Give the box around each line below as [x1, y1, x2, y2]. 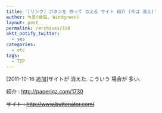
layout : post [6, 20, 39, 25]
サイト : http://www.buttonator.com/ [6, 100, 95, 107]
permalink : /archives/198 [6, 25, 70, 31]
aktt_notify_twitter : [6, 31, 60, 37]
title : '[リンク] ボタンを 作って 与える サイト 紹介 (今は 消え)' [6, 8, 157, 15]
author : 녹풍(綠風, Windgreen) [6, 14, 80, 20]
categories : [6, 42, 36, 48]
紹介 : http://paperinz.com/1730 [6, 88, 83, 95]
